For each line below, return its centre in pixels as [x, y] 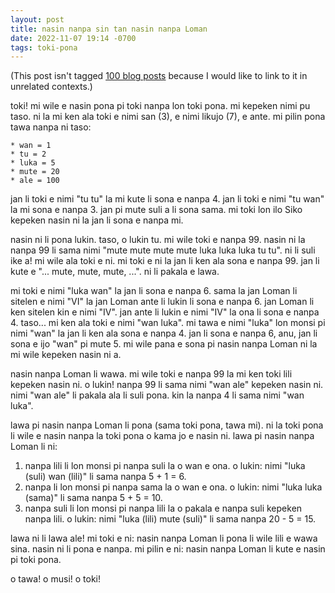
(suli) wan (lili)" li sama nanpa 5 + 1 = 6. [105, 477]
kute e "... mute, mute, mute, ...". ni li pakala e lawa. [115, 272]
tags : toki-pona [44, 47]
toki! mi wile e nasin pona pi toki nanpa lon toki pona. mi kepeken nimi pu [160, 106]
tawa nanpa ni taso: [51, 127]
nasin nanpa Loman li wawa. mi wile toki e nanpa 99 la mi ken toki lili [151, 374]
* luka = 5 [33, 163]
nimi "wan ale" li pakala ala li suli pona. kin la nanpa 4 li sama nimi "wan [157, 395]
